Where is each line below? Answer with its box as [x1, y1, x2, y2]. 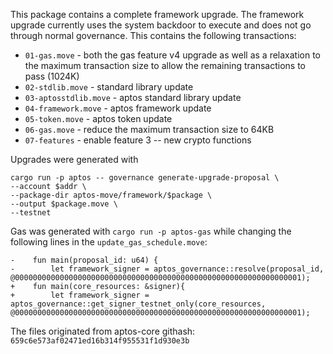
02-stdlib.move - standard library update [24, 81, 194, 93]
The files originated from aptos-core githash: [10, 325, 196, 337]
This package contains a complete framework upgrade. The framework [10, 9, 305, 20]
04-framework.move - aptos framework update [24, 102, 212, 114]
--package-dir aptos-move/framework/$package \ [10, 190, 213, 200]
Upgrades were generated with [10, 154, 139, 165]
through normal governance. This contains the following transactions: [10, 30, 297, 41]
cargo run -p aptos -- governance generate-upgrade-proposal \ [10, 173, 280, 183]
